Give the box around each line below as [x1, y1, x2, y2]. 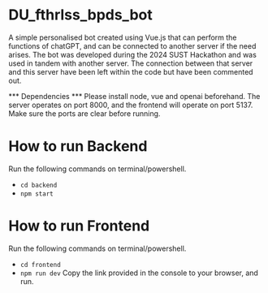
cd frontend [19, 261, 61, 269]
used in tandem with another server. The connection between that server [8, 58, 253, 68]
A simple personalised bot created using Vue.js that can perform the [8, 32, 237, 42]
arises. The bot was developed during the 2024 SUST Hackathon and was [8, 50, 257, 59]
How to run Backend [8, 137, 148, 156]
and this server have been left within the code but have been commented [8, 67, 253, 76]
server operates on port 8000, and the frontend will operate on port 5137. [8, 100, 253, 110]
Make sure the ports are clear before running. [8, 108, 161, 118]
